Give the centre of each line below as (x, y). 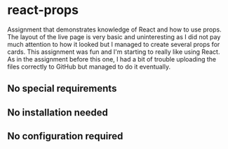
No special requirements (62, 88)
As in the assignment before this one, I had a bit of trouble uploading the (112, 59)
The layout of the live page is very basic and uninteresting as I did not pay (114, 36)
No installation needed (58, 112)
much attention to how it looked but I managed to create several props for (114, 44)
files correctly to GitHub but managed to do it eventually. (89, 66)
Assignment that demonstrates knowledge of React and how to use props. (115, 29)
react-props (43, 10)
